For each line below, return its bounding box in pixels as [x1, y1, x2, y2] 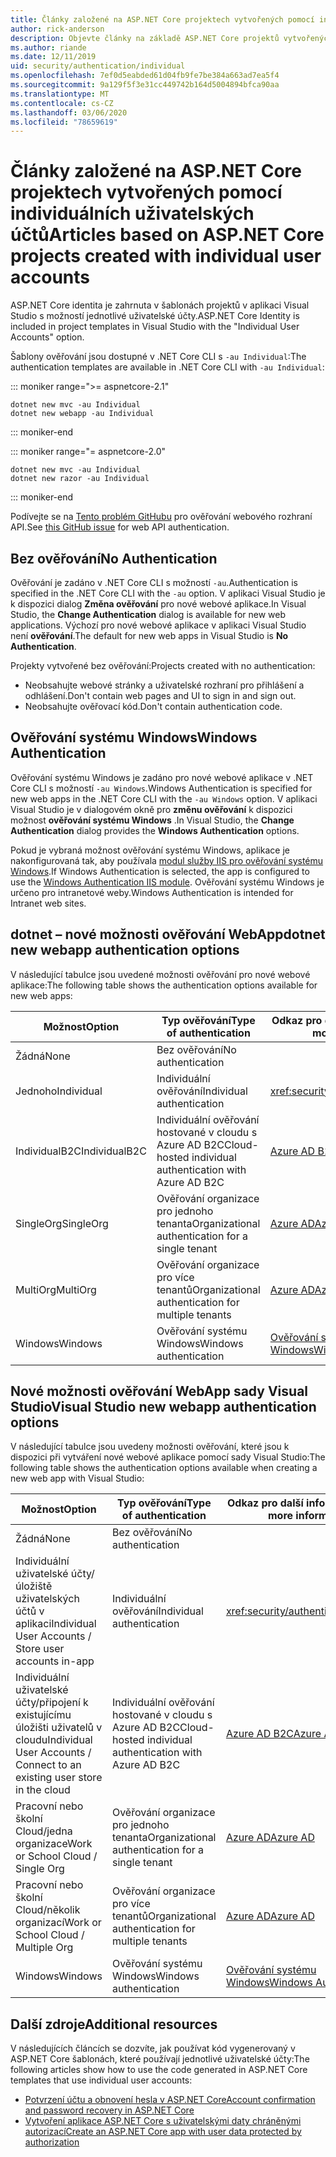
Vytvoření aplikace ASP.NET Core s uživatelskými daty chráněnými [24, 2115, 302, 2127]
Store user [15, 1642, 65, 1656]
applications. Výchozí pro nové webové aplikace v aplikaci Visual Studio [10, 619, 307, 631]
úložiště [15, 1579, 53, 1593]
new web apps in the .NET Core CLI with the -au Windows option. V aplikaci [10, 792, 318, 805]
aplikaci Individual [15, 1617, 97, 1631]
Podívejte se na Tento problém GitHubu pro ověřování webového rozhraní [10, 511, 313, 523]
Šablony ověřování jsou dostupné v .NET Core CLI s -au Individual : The [10, 351, 307, 363]
